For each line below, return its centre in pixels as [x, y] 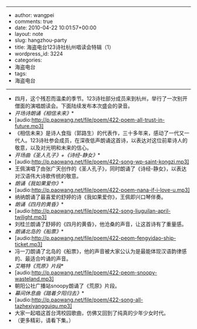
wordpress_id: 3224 [39, 54]
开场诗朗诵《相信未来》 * [44, 113]
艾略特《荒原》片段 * [39, 266]
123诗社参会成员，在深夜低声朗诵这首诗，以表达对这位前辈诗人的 [109, 140]
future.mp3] [29, 126]
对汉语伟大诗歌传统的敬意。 [48, 176]
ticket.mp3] [28, 244]
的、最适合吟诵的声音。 [43, 258]
